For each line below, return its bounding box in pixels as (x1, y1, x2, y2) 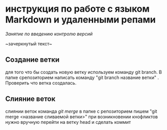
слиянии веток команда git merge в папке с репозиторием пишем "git (5, 108, 157, 114)
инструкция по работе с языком (5, 3, 150, 15)
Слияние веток (5, 95, 55, 103)
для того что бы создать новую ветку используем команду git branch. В (5, 69, 162, 75)
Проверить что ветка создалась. (5, 80, 77, 86)
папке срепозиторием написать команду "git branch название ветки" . (5, 74, 159, 81)
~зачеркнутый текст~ (5, 40, 52, 46)
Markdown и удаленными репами (5, 14, 156, 25)
